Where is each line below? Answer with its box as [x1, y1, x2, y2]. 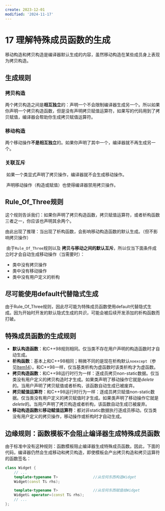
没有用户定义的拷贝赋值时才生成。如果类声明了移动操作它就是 [33, 395, 159, 401]
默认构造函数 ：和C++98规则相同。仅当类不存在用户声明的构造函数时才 [12, 346, 156, 352]
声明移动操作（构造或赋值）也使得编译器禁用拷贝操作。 [6, 182, 118, 188]
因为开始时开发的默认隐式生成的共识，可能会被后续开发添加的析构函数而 [13, 310, 160, 316]
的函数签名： [5, 455, 31, 461]
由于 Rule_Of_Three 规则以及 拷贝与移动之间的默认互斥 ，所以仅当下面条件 [6, 245, 152, 251]
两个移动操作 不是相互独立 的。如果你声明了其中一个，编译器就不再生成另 [5, 140, 151, 146]
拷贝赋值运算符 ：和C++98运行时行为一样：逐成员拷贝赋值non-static [12, 389, 151, 395]
